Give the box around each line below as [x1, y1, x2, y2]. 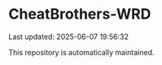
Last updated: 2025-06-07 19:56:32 [8, 32, 129, 41]
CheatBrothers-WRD [8, 5, 151, 24]
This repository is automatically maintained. [8, 47, 155, 57]
